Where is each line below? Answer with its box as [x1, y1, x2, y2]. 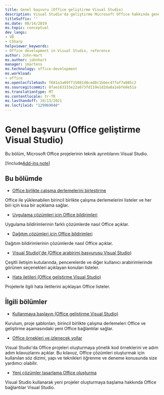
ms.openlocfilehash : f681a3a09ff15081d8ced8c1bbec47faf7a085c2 [5, 80, 137, 85]
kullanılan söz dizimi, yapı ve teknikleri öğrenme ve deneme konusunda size [5, 355, 157, 361]
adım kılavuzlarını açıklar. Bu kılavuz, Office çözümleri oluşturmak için [5, 349, 145, 356]
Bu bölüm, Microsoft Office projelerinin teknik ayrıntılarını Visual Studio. [5, 151, 148, 157]
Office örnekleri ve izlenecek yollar [12, 335, 82, 341]
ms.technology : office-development [5, 67, 78, 72]
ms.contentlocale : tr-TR [5, 94, 56, 99]
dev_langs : [5, 30, 27, 35]
